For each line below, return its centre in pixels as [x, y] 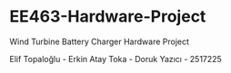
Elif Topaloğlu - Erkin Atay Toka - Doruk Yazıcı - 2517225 [116, 59]
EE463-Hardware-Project [108, 17]
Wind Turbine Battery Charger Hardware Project [99, 41]
